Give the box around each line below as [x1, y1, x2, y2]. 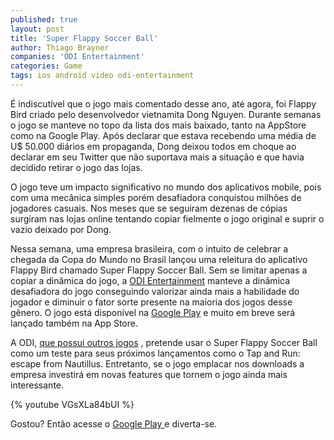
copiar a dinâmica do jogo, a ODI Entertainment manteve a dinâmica [10, 274, 291, 286]
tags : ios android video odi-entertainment [10, 71, 195, 81]
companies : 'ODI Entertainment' [10, 52, 145, 62]
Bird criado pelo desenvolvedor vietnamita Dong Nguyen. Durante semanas [10, 108, 322, 120]
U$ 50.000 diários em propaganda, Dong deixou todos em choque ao [10, 140, 297, 152]
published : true [10, 14, 78, 25]
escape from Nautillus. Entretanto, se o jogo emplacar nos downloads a [10, 357, 305, 370]
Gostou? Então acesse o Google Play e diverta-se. [10, 417, 218, 430]
